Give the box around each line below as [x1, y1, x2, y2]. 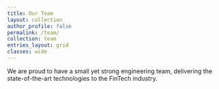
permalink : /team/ [7, 29, 60, 36]
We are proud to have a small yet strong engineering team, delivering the [7, 66, 213, 75]
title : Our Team [7, 10, 53, 17]
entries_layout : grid [7, 42, 69, 49]
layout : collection [7, 16, 63, 23]
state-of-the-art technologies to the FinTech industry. [7, 74, 157, 82]
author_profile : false [7, 23, 72, 29]
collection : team [7, 36, 57, 42]
